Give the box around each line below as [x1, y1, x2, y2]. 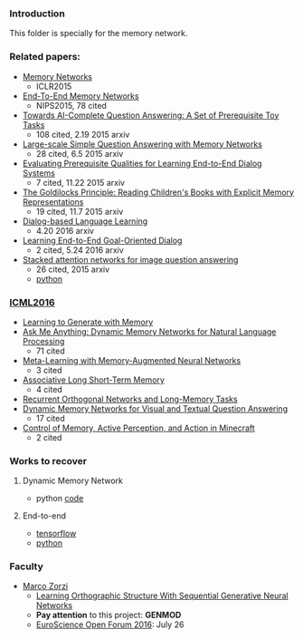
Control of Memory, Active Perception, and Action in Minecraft [22, 422, 255, 433]
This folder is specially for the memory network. [9, 28, 188, 39]
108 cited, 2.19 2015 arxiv [35, 129, 130, 140]
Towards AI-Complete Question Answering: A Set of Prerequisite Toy [22, 110, 279, 121]
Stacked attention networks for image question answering [22, 254, 239, 265]
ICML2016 [9, 295, 56, 308]
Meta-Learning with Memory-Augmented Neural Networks [22, 354, 241, 365]
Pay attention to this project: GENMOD [35, 610, 182, 621]
